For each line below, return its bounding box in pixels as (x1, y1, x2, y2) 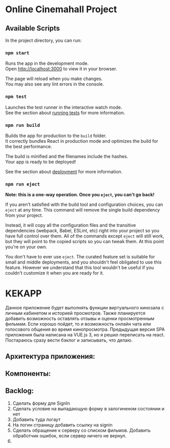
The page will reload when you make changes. (5, 75, 103, 82)
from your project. (5, 213, 43, 219)
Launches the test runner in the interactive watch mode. (5, 104, 123, 110)
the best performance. (5, 143, 52, 149)
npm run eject (5, 181, 40, 187)
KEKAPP (5, 288, 42, 299)
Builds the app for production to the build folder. (5, 133, 107, 139)
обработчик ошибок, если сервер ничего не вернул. (12, 432, 127, 439)
